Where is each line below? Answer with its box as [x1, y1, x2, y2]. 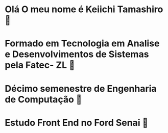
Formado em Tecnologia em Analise [5, 38, 160, 49]
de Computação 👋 [5, 93, 82, 105]
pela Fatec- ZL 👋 [5, 60, 75, 71]
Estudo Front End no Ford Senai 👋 [5, 117, 149, 128]
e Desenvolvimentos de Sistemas [5, 48, 149, 60]
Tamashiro [117, 4, 163, 15]
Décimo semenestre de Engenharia [5, 83, 157, 94]
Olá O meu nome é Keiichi [5, 4, 115, 15]
